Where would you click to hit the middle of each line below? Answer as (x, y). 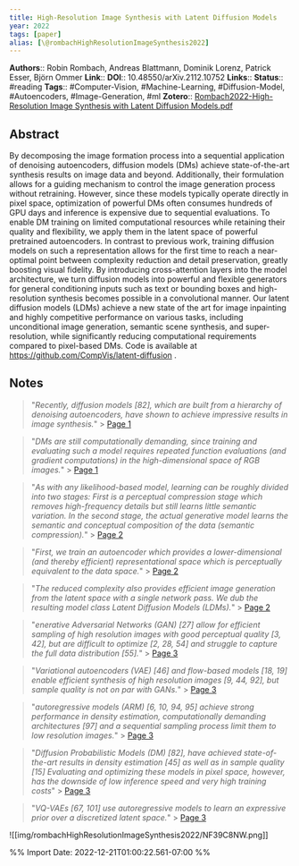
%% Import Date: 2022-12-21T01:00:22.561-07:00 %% (110, 852)
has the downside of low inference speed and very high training (149, 781)
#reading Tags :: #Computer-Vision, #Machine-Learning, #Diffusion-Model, (147, 87)
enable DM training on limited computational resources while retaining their (147, 222)
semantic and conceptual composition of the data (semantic (143, 525)
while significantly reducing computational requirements (154, 336)
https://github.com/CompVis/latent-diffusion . (93, 355)
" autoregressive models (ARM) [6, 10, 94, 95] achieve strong (142, 707)
